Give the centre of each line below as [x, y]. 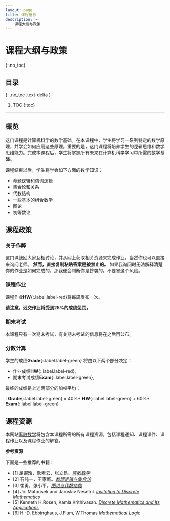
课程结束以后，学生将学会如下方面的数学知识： [54, 170]
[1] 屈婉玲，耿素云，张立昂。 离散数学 [51, 473]
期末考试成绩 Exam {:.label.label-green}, [53, 378]
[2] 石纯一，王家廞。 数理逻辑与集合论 [52, 479]
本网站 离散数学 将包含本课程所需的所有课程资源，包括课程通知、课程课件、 [83, 434]
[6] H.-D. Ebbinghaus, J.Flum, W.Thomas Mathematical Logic [76, 513]
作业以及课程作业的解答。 [36, 441]
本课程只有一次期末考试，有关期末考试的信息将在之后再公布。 [70, 334]
